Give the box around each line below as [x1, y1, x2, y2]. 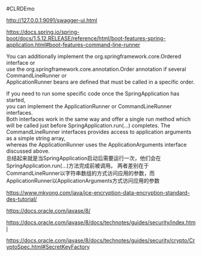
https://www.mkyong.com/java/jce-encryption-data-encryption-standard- [6, 189, 191, 196]
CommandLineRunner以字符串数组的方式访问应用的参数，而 [6, 169, 155, 177]
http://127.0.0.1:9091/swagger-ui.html [6, 17, 97, 23]
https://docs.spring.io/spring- [6, 28, 80, 35]
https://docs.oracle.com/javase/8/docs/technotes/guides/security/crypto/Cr [6, 237, 195, 244]
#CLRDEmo [6, 5, 35, 12]
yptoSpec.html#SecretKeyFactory [6, 243, 90, 250]
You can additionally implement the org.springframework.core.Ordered [6, 53, 182, 59]
